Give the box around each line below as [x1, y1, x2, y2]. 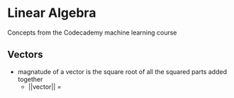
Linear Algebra [7, 5, 96, 21]
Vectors [7, 49, 43, 61]
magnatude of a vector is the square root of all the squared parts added [17, 67, 227, 75]
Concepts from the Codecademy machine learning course [7, 28, 177, 37]
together [17, 75, 43, 83]
